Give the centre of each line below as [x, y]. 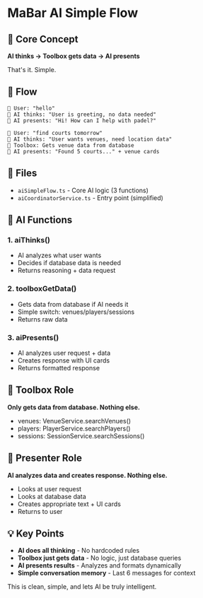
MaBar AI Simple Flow [73, 13]
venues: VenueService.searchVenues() [74, 421]
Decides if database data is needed [69, 263]
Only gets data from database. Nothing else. [74, 407]
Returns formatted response [59, 368]
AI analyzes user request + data [64, 353]
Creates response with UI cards [64, 360]
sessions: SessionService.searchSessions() [81, 435]
